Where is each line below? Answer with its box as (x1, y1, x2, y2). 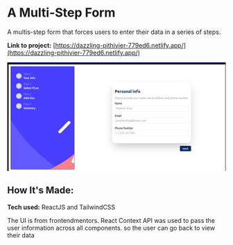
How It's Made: (7, 185, 74, 197)
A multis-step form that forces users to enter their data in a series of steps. (7, 28, 221, 36)
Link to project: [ (7, 41, 55, 49)
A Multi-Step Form (7, 5, 116, 21)
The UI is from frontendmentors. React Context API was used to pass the (7, 216, 216, 224)
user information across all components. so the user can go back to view (7, 224, 216, 232)
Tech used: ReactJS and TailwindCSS (7, 203, 116, 211)
